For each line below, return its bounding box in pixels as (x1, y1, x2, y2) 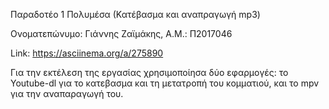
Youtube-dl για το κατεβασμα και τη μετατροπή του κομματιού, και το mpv (10, 77, 320, 89)
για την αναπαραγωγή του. (10, 88, 124, 99)
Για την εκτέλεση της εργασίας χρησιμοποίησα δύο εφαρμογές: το (10, 67, 289, 78)
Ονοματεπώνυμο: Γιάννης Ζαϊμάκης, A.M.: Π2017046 (10, 28, 233, 39)
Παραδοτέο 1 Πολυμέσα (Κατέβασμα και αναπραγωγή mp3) (10, 9, 261, 20)
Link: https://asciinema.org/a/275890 (10, 47, 164, 59)
